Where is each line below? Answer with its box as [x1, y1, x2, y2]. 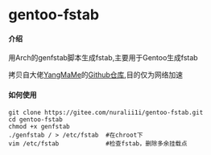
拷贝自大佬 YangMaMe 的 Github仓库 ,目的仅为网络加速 [8, 70, 184, 80]
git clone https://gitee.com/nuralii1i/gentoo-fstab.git [8, 108, 204, 116]
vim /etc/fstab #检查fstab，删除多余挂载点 [8, 139, 188, 148]
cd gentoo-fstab [8, 115, 63, 124]
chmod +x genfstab [8, 122, 70, 130]
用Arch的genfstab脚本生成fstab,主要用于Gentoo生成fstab [8, 53, 199, 63]
